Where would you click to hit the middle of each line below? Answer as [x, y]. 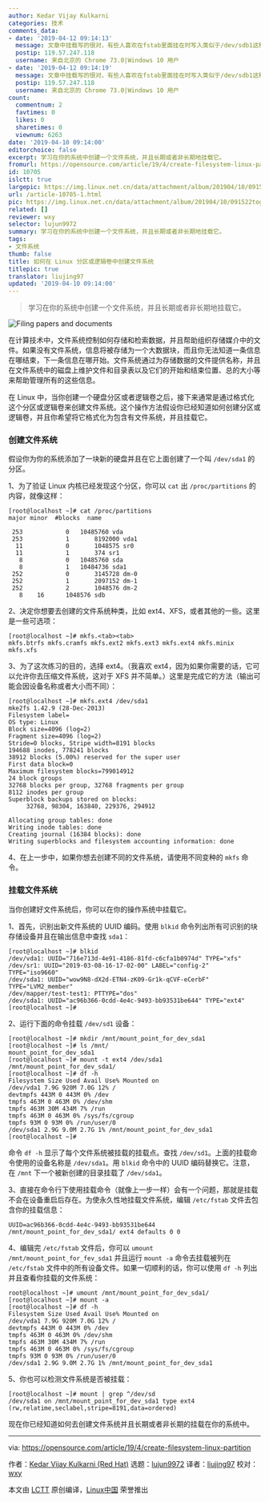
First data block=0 [41, 765]
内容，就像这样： [36, 496]
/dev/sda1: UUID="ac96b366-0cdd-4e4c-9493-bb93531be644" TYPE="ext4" [127, 1001]
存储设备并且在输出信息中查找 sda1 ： [69, 936]
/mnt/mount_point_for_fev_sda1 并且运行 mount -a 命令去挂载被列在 [120, 1258]
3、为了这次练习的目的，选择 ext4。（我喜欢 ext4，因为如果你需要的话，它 [130, 666]
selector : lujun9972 [43, 224]
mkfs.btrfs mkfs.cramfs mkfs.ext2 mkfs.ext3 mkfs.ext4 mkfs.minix [121, 643]
